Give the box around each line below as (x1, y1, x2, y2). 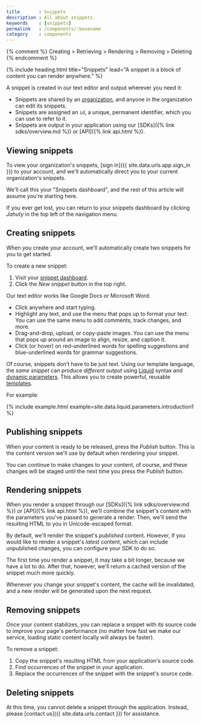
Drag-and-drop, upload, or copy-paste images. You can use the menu (14, 329, 189, 336)
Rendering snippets (6, 484, 82, 495)
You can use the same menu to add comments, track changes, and (14, 317, 181, 324)
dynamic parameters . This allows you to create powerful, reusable (6, 373, 171, 381)
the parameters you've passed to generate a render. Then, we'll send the (6, 514, 188, 521)
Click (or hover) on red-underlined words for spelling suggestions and (14, 342, 189, 349)
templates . (6, 379, 33, 387)
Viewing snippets (6, 146, 74, 156)
